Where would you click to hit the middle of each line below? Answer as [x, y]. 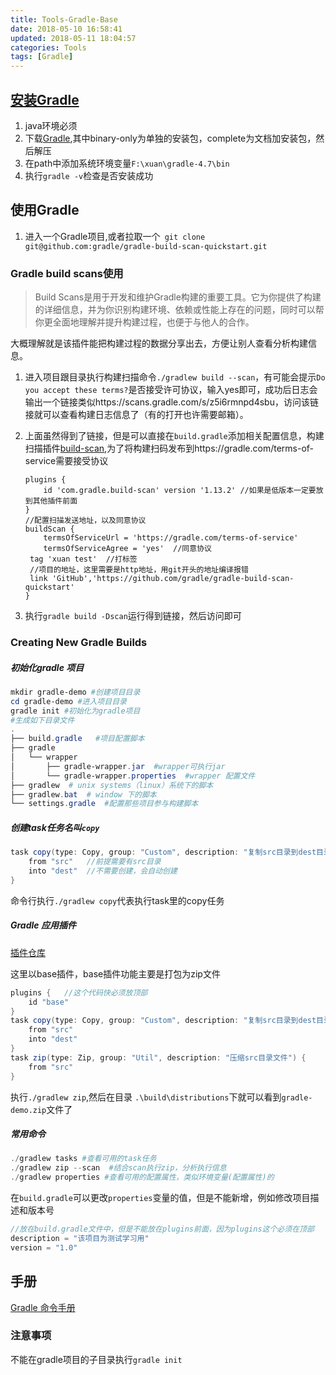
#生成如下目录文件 [42, 720]
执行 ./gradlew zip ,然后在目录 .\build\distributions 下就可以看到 [146, 1097]
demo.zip [28, 1110]
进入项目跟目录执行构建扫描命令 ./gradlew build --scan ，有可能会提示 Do [175, 377]
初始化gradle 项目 [47, 667]
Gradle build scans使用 [67, 273]
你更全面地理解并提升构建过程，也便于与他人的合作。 [144, 322]
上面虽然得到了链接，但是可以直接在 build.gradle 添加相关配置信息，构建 [174, 436]
